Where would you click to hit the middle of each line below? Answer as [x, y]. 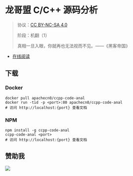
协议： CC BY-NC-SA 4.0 [42, 25]
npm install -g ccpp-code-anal [37, 130]
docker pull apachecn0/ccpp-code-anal [45, 98]
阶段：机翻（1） [33, 35]
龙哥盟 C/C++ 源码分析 [51, 10]
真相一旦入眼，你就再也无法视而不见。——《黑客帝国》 [73, 45]
